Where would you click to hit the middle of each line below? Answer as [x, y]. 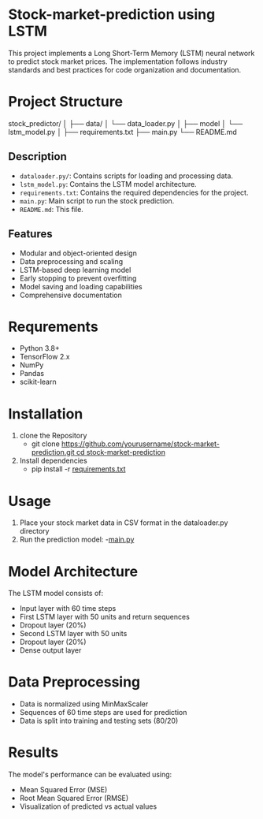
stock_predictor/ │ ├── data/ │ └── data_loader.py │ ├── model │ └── [126, 123]
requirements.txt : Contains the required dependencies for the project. [134, 192]
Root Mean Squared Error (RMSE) [74, 799]
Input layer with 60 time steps [68, 609]
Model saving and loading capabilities [81, 286]
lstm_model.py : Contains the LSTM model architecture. [108, 184]
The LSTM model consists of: [56, 594]
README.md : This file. [52, 209]
